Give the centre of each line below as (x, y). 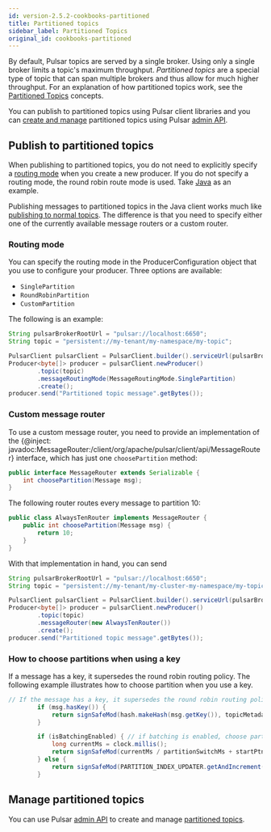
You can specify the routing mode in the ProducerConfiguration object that (133, 262)
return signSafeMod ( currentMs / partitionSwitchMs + (142, 752)
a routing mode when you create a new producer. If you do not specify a (128, 174)
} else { (52, 760)
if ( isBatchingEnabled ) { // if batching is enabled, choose (142, 737)
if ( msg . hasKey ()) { (72, 707)
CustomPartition (47, 304)
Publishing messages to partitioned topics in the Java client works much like (135, 206)
